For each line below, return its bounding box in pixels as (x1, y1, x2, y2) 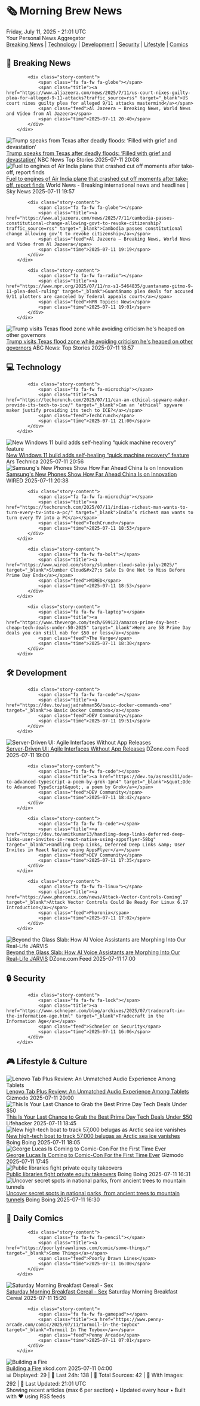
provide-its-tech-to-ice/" (6, 402, 73, 408)
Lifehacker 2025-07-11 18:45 (6, 1120, 76, 1126)
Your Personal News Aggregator (6, 34, 85, 41)
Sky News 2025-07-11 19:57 (6, 187, 75, 195)
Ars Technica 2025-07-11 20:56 (6, 458, 84, 465)
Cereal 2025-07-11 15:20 (6, 1294, 67, 1301)
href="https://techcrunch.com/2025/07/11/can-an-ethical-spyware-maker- (6, 397, 191, 403)
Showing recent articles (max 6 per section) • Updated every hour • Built (6, 1386, 186, 1393)
